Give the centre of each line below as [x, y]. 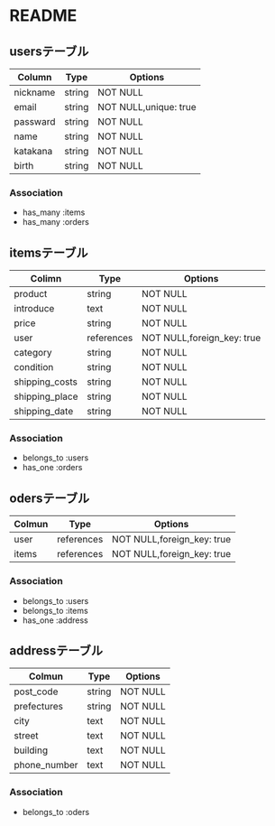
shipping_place [46, 396]
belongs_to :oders [56, 812]
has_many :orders [56, 222]
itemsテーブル [49, 252]
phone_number [46, 766]
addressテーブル [56, 650]
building [31, 750]
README [43, 16]
